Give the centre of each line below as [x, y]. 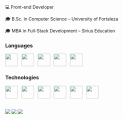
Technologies [22, 77]
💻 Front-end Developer [29, 7]
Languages [19, 45]
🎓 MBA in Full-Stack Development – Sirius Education [60, 31]
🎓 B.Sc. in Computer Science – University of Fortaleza [62, 19]
